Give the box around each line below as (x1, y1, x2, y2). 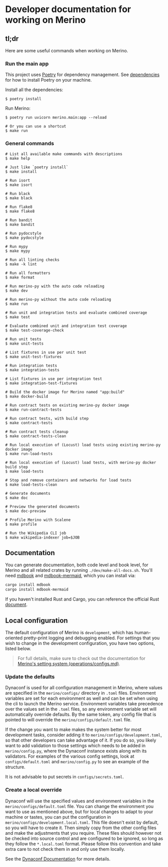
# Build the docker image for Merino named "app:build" (5, 389, 125, 394)
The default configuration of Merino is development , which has (5, 629, 134, 635)
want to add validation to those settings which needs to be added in (5, 743, 146, 749)
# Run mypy (5, 244, 28, 249)
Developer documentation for (5, 4, 131, 15)
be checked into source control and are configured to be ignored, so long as (5, 835, 163, 841)
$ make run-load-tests (5, 451, 53, 456)
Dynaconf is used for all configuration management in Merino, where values (5, 685, 162, 691)
